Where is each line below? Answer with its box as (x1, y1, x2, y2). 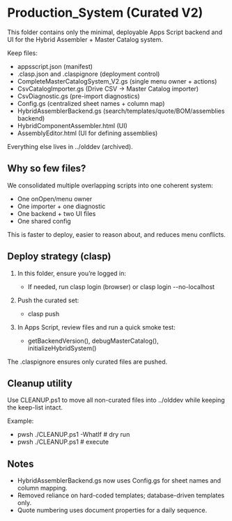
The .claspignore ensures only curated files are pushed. (7, 357, 168, 366)
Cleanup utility (7, 378, 73, 389)
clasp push (27, 309, 60, 318)
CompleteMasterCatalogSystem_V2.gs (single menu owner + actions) (17, 77, 217, 85)
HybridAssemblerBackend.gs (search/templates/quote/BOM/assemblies (17, 107, 225, 115)
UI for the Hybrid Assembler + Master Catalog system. (7, 35, 164, 43)
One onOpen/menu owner (17, 194, 93, 203)
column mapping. (17, 484, 68, 492)
